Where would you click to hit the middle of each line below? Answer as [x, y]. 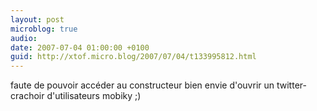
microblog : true [44, 29]
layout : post [37, 19]
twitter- [291, 85]
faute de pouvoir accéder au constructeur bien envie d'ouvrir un [142, 85]
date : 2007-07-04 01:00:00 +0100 [80, 47]
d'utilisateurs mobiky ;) [94, 96]
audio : [24, 38]
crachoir [27, 96]
